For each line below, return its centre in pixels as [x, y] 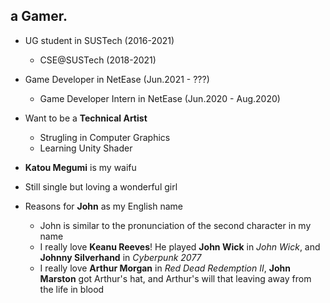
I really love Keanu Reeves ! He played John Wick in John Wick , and [180, 246]
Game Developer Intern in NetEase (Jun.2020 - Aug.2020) [160, 98]
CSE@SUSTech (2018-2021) [98, 60]
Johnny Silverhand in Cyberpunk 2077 [120, 257]
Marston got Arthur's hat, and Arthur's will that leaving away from [175, 278]
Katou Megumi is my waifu [80, 167]
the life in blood [72, 289]
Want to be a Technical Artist [86, 118]
